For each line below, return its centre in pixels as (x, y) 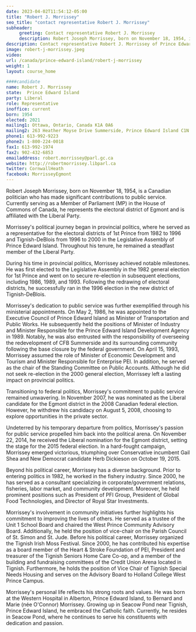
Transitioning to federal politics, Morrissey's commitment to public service (95, 391)
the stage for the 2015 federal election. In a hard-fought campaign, (86, 446)
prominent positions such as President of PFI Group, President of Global (92, 495)
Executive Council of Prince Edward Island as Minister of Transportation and (98, 318)
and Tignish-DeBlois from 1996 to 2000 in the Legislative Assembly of (90, 239)
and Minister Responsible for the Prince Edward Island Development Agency (98, 330)
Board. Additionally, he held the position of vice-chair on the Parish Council (96, 531)
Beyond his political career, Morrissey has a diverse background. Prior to (93, 470)
